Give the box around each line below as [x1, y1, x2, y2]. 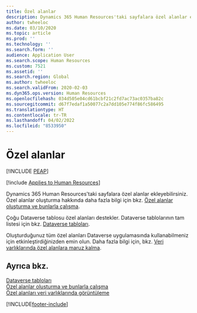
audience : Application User [6, 52, 75, 58]
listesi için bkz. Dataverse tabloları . [6, 220, 90, 227]
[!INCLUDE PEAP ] [6, 168, 49, 175]
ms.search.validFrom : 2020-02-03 [6, 85, 88, 91]
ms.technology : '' [6, 42, 51, 47]
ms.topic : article [6, 30, 51, 36]
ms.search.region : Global [6, 74, 69, 80]
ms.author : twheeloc [6, 80, 57, 86]
